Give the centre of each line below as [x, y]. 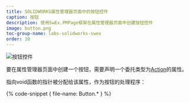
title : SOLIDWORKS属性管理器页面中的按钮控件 [57, 12]
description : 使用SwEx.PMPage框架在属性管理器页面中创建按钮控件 [80, 22]
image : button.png [29, 28]
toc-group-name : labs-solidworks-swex [54, 34]
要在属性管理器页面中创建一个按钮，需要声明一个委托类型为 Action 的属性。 [97, 69]
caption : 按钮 [23, 17]
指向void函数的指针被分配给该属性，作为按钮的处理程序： [76, 82]
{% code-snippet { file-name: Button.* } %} [59, 94]
